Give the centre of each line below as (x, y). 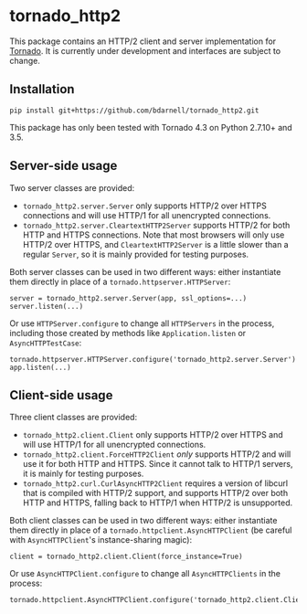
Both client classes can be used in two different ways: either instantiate (143, 521)
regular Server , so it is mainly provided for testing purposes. (136, 254)
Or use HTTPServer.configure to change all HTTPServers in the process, (142, 323)
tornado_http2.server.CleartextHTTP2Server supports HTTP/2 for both (156, 225)
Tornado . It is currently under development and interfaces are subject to (145, 50)
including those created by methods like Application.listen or (128, 333)
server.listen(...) (47, 306)
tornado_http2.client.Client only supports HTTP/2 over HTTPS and (153, 435)
